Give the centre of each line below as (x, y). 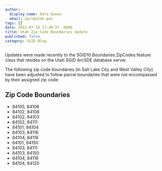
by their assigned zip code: (32, 79)
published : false (23, 37)
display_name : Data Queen (36, 14)
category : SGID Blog (26, 41)
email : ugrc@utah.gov (31, 18)
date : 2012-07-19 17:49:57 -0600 (39, 28)
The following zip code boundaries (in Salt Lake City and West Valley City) (79, 69)
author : (13, 9)
